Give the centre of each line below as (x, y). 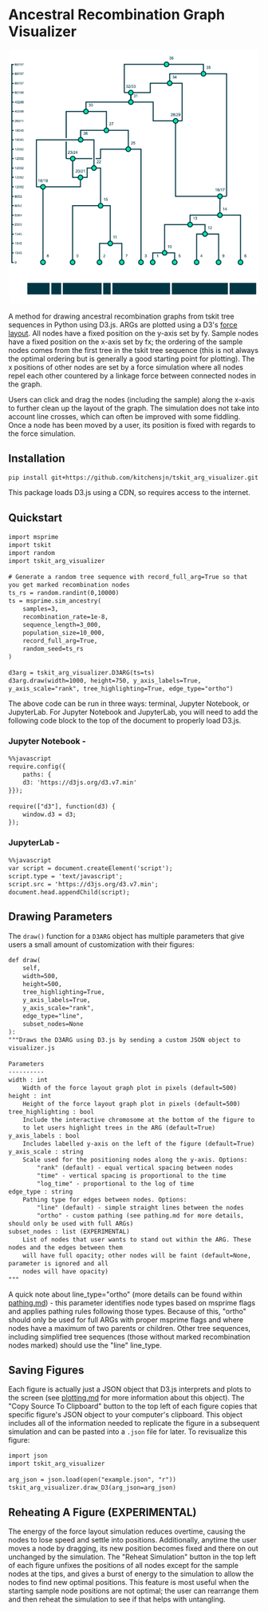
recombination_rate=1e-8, (66, 617)
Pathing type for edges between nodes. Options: (105, 1199)
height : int (30, 1095)
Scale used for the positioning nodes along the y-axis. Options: (135, 1159)
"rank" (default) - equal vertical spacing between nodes (135, 1167)
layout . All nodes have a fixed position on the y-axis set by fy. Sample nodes (134, 333)
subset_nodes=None (53, 1024)
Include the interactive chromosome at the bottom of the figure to (139, 1119)
